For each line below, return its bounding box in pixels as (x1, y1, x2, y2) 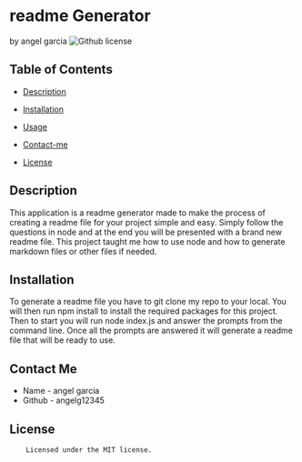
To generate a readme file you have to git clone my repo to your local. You (9, 296, 287, 307)
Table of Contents (9, 62, 114, 77)
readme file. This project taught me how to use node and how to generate (9, 236, 286, 246)
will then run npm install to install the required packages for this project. (9, 306, 278, 316)
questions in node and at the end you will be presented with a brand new (9, 226, 282, 237)
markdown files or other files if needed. (9, 246, 157, 256)
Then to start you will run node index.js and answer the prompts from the (9, 316, 283, 326)
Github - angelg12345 (22, 395, 105, 406)
